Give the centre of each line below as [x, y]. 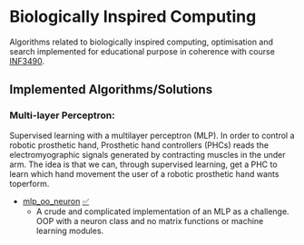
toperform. [29, 183]
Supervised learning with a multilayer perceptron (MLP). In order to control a [152, 135]
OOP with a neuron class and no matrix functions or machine [150, 220]
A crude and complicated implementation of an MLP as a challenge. [162, 211]
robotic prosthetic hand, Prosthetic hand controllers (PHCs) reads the [139, 145]
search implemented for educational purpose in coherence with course [142, 51]
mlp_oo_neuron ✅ [56, 201]
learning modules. [70, 230]
